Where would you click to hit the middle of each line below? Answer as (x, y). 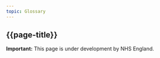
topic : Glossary (26, 11)
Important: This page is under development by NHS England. (80, 49)
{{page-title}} (32, 35)
